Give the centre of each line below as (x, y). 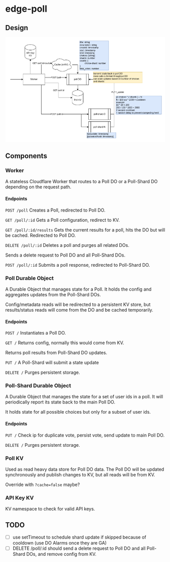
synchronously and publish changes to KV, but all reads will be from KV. (80, 474)
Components (26, 156)
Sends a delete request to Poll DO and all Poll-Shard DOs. (65, 255)
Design (17, 28)
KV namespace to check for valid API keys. (50, 509)
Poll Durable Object (30, 278)
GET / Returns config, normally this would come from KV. (65, 343)
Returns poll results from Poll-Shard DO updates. (56, 353)
